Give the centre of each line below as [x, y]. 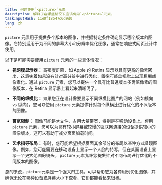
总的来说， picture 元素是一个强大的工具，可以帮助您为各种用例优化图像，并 [81, 172]
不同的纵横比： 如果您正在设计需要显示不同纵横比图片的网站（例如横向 [82, 99]
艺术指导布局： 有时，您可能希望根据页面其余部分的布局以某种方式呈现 [82, 143]
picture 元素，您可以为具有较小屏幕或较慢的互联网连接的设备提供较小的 [84, 127]
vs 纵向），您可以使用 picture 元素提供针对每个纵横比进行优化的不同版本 [84, 105]
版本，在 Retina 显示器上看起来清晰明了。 [58, 88]
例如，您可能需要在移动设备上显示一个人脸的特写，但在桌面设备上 [86, 149]
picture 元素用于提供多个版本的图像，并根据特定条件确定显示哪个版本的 [77, 37]
